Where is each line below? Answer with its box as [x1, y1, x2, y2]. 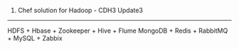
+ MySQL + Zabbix [7, 34, 63, 42]
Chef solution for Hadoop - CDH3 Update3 [17, 6, 144, 14]
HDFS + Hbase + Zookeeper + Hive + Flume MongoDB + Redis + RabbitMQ [7, 26, 228, 35]
